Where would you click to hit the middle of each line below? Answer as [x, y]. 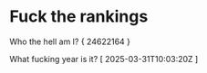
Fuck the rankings [79, 17]
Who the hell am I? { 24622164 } [70, 41]
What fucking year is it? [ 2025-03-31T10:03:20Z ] [104, 59]
